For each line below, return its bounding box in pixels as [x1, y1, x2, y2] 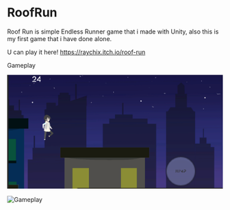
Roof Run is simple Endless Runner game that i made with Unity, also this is [7, 27, 219, 36]
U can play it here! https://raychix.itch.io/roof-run [7, 48, 146, 56]
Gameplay [7, 61, 36, 69]
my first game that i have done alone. [7, 34, 112, 42]
